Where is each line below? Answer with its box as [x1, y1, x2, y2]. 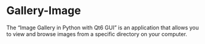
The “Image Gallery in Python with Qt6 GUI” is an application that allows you [6, 24, 199, 31]
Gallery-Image [6, 4, 81, 18]
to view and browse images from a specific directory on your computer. [6, 30, 187, 37]
